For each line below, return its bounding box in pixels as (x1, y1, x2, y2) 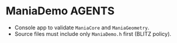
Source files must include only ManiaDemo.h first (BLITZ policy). (14, 30, 172, 37)
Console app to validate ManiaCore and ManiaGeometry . (14, 24, 150, 31)
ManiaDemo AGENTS (5, 4, 115, 18)
